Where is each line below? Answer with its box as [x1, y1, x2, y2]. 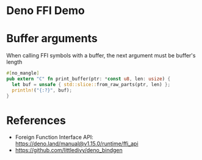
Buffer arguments [6, 32, 98, 46]
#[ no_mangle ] [6, 70, 40, 76]
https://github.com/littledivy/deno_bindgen [15, 147, 123, 154]
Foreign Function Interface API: [15, 134, 93, 141]
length [6, 59, 23, 66]
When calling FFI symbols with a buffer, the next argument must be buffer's [6, 52, 196, 59]
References [6, 114, 66, 127]
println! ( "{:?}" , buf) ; [12, 87, 72, 93]
